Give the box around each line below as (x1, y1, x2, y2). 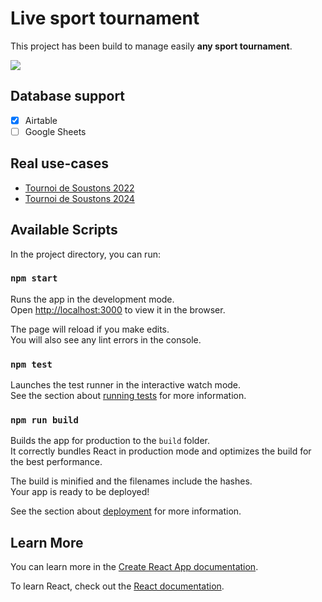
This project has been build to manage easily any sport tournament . (10, 40, 293, 52)
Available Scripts (10, 222, 118, 239)
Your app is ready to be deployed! (10, 486, 150, 498)
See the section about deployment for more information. (10, 505, 242, 517)
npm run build (10, 415, 79, 426)
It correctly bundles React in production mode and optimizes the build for (10, 445, 312, 457)
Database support (10, 88, 126, 105)
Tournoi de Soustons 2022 (24, 182, 135, 194)
